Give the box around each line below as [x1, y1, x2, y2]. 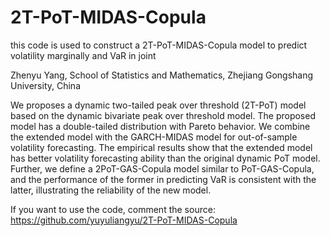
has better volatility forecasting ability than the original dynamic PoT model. [10, 152, 321, 164]
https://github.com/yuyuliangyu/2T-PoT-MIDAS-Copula [10, 214, 238, 226]
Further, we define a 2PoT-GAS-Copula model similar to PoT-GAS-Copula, [10, 162, 315, 175]
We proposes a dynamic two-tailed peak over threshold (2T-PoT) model [10, 99, 307, 111]
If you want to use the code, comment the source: [10, 203, 216, 215]
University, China [10, 79, 81, 91]
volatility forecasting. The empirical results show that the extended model [10, 141, 313, 153]
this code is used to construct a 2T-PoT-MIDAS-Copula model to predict [10, 39, 308, 51]
